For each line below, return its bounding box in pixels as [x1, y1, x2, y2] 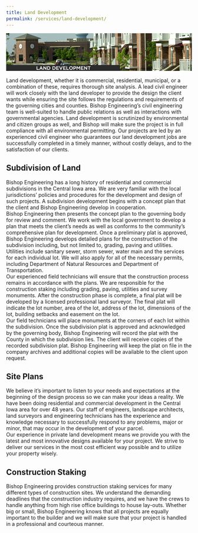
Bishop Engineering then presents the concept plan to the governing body [6, 210, 186, 217]
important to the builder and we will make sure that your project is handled [6, 514, 187, 521]
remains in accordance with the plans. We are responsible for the [6, 279, 164, 286]
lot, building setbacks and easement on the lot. [6, 310, 120, 317]
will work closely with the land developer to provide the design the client [6, 89, 181, 96]
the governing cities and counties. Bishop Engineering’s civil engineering [6, 102, 183, 109]
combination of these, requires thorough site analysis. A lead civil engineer [6, 83, 187, 90]
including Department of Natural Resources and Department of [6, 260, 159, 267]
